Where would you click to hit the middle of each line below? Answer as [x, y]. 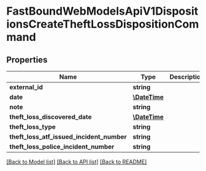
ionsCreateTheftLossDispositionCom [103, 24]
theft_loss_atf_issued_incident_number [68, 137]
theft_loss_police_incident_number [62, 147]
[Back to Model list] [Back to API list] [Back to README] [77, 162]
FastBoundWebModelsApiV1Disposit [102, 11]
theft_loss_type [33, 127]
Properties [27, 60]
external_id [26, 87]
